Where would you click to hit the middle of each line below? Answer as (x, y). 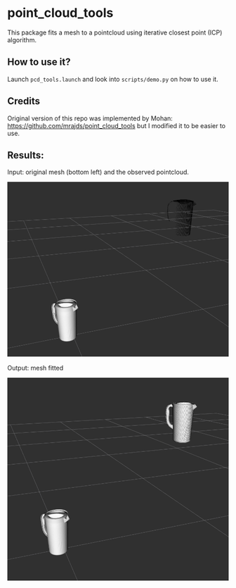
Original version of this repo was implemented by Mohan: (90, 118)
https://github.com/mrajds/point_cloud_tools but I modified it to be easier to (117, 125)
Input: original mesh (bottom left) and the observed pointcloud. (98, 172)
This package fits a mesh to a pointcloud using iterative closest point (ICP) (115, 32)
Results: (26, 155)
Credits (24, 101)
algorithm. (22, 39)
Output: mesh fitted (35, 368)
